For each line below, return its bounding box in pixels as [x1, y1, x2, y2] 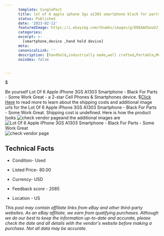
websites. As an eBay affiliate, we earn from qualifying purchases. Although [5, 210, 159, 216]
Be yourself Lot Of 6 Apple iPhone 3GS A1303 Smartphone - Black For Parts [5, 89, 158, 95]
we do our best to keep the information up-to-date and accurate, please [5, 215, 151, 221]
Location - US [12, 195, 41, 201]
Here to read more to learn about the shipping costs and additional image [5, 99, 152, 105]
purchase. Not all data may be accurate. [5, 225, 87, 231]
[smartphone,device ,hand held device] [22, 39, 104, 44]
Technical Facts [5, 144, 55, 153]
